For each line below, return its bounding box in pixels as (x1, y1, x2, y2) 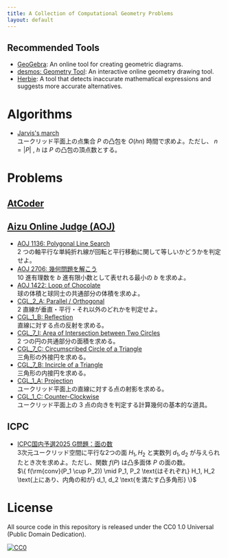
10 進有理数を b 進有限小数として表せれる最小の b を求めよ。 (16, 273, 190, 281)
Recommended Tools (7, 42, 100, 54)
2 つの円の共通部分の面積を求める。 (16, 336, 119, 345)
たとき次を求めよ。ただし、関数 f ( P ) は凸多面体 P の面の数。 (16, 458, 189, 466)
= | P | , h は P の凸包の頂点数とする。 (16, 146, 122, 154)
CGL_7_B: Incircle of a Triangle (16, 361, 104, 369)
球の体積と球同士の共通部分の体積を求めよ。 (16, 289, 144, 297)
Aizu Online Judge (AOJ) (7, 221, 115, 233)
